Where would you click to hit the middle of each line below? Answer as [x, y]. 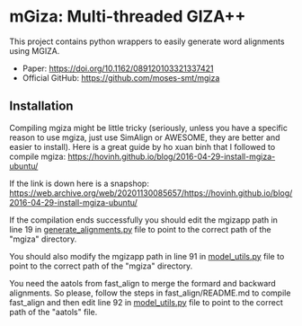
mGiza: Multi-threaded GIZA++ [128, 17]
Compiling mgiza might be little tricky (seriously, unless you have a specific [148, 128]
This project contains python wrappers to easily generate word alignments [147, 41]
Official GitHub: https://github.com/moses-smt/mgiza [121, 77]
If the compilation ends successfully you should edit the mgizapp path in [144, 220]
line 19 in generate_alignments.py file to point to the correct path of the [140, 229]
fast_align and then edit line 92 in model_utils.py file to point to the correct [146, 302]
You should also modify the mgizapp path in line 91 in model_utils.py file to [147, 256]
